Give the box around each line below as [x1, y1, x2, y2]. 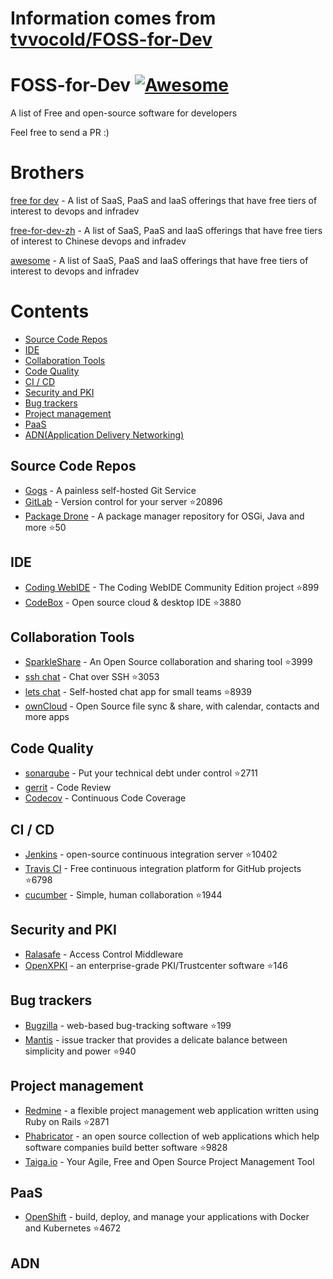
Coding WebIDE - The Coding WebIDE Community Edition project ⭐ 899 [24, 581, 320, 593]
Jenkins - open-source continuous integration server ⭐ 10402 [24, 848, 278, 861]
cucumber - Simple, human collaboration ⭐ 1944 [24, 889, 223, 901]
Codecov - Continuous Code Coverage [24, 792, 187, 804]
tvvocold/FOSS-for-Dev [10, 28, 213, 51]
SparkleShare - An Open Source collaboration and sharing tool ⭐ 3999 [24, 656, 313, 668]
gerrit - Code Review [24, 782, 112, 794]
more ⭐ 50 [24, 521, 67, 533]
